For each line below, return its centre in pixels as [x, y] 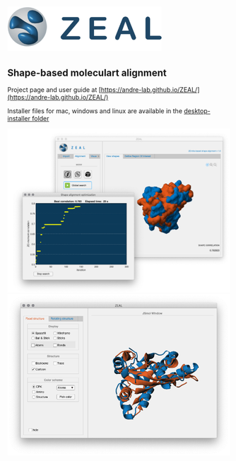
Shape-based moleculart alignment [87, 72]
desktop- [197, 111]
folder [40, 118]
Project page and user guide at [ [54, 90]
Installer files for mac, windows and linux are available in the [95, 111]
